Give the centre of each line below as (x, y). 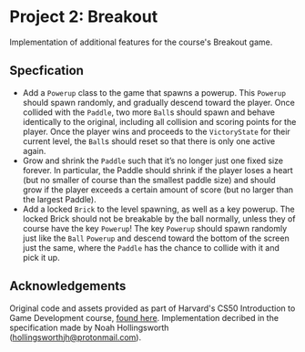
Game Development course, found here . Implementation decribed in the (144, 317)
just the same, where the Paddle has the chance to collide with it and (151, 247)
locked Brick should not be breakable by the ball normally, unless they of (159, 218)
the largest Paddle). (60, 199)
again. (34, 150)
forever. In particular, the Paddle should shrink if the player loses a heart (158, 170)
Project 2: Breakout (84, 17)
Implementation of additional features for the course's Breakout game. (141, 42)
